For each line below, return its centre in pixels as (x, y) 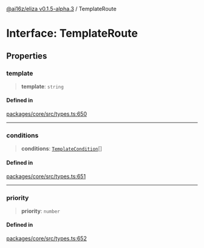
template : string (42, 86)
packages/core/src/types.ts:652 (46, 239)
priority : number (41, 211)
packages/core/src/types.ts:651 (46, 176)
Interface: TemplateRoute (72, 34)
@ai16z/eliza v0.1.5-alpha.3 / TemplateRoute (61, 9)
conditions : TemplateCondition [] (61, 149)
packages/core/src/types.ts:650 (46, 114)
